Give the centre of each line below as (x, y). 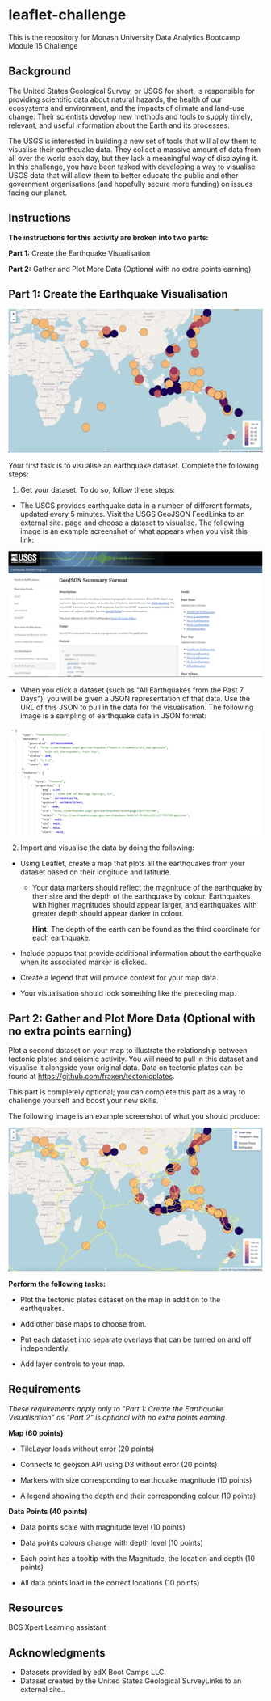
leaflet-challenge (67, 15)
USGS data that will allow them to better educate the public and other (123, 175)
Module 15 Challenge (43, 45)
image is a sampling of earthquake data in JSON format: (113, 715)
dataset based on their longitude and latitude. (96, 872)
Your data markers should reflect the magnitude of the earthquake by (147, 887)
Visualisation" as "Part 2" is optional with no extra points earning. (118, 1417)
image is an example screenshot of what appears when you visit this (133, 531)
